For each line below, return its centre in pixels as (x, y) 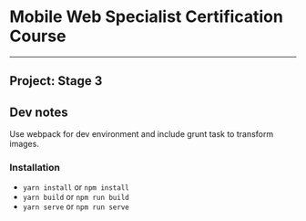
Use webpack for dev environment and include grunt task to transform (142, 134)
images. (24, 144)
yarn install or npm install (76, 187)
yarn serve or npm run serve (76, 206)
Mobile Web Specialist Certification (147, 17)
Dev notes (39, 112)
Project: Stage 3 (56, 81)
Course (38, 36)
